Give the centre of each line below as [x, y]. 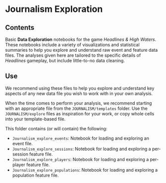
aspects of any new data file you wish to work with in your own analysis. [79, 93]
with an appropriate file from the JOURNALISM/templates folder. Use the [76, 108]
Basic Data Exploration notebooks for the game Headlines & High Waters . [81, 39]
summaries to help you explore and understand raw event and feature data [82, 50]
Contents [20, 28]
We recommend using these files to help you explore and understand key [80, 88]
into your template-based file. [35, 119]
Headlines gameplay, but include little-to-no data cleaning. [65, 60]
